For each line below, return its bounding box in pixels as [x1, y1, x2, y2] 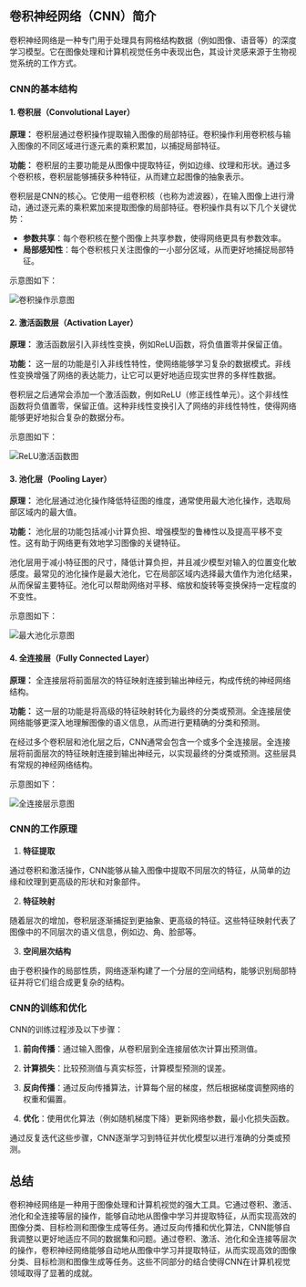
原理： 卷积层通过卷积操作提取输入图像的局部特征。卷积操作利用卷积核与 [9, 129, 283, 140]
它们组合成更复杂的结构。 [33, 976, 129, 988]
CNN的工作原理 [9, 822, 77, 835]
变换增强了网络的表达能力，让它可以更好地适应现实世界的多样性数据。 [16, 370, 280, 381]
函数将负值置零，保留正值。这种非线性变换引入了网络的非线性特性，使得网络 [9, 401, 297, 412]
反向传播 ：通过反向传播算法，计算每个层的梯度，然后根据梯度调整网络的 [22, 1083, 294, 1093]
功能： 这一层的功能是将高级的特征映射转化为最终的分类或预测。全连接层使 [9, 706, 291, 717]
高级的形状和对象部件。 [56, 875, 146, 887]
